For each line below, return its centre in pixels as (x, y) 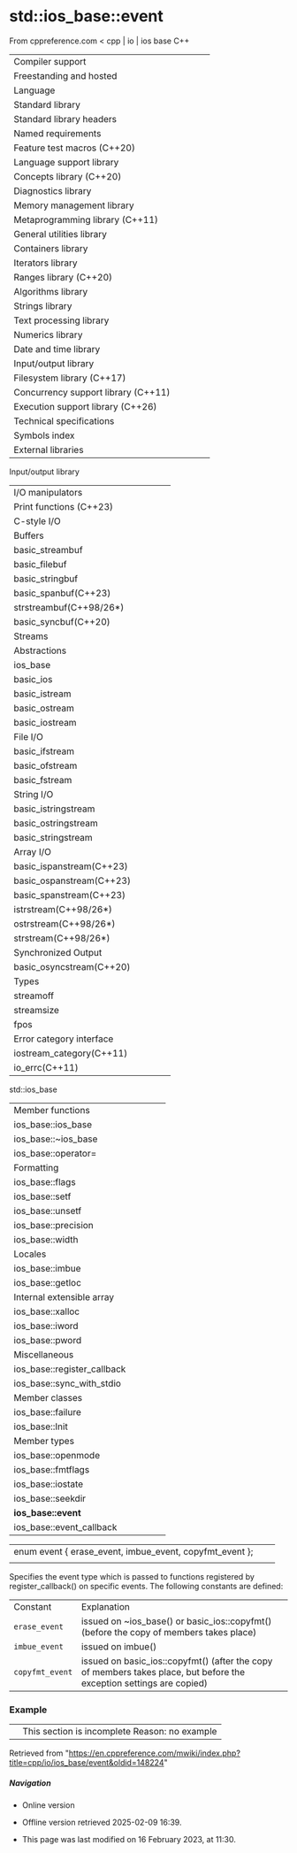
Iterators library (46, 263)
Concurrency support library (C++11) (92, 392)
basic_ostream (44, 708)
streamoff (34, 996)
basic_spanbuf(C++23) (62, 593)
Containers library (51, 248)
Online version (48, 1805)
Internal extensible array (64, 1296)
